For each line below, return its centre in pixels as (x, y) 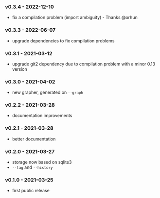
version (20, 69)
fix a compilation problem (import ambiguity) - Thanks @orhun (75, 18)
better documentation (34, 139)
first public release (31, 191)
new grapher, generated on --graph (48, 92)
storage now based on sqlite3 (42, 162)
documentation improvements (42, 116)
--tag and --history (32, 167)
